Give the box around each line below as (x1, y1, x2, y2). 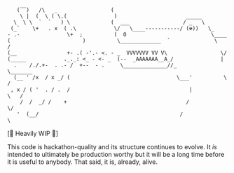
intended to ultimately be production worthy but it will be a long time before (7, 151, 225, 158)
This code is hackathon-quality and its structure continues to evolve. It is (7, 143, 217, 151)
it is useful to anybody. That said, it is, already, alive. (7, 158, 158, 166)
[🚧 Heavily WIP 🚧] (7, 130, 58, 137)
